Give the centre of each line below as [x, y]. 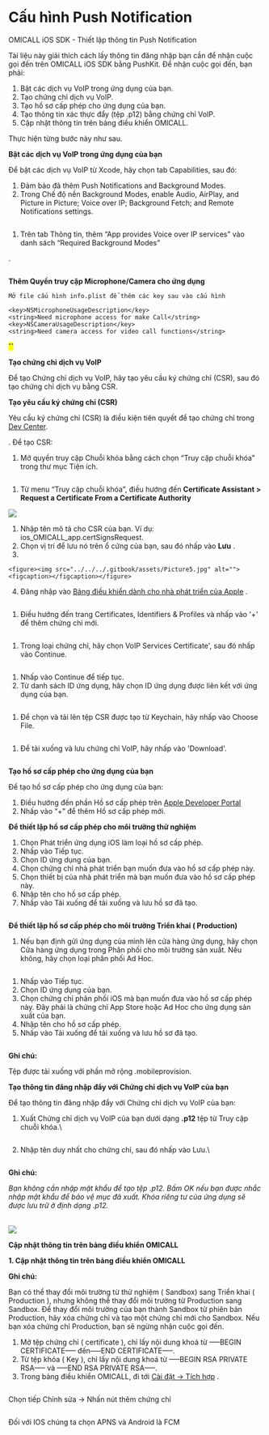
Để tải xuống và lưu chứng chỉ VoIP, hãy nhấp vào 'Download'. [124, 748]
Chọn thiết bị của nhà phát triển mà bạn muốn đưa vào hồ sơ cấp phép [138, 877]
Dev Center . [28, 426]
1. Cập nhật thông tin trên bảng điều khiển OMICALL [97, 1260]
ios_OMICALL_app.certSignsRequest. [82, 537]
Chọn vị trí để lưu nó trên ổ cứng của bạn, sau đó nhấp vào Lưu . [128, 546]
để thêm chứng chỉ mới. [59, 623]
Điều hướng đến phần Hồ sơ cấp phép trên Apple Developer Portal [130, 803]
